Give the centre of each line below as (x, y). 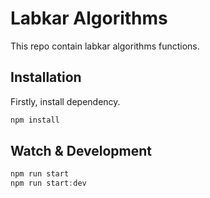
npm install (35, 120)
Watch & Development (81, 151)
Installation (46, 77)
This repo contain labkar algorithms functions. (105, 46)
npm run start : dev (48, 183)
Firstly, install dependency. (65, 101)
